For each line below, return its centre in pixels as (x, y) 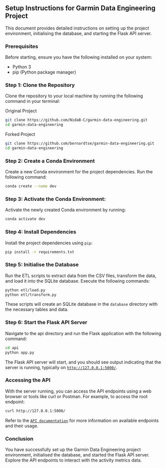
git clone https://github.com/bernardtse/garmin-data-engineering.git (80, 144)
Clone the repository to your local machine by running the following (74, 96)
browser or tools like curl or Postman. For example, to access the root (76, 396)
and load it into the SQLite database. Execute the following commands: (78, 281)
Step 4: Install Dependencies (41, 232)
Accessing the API (28, 380)
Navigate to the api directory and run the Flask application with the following (83, 333)
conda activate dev (25, 219)
